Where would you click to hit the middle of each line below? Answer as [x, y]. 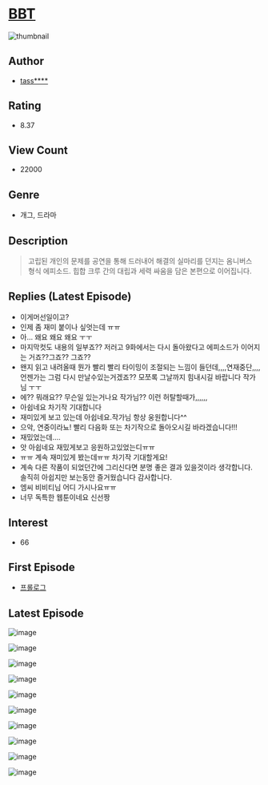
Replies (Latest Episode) [70, 297]
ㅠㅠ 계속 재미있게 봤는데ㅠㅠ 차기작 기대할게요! [94, 457]
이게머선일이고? [44, 316]
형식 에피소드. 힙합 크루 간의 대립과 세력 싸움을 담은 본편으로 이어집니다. [140, 271]
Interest [28, 523]
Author [26, 61]
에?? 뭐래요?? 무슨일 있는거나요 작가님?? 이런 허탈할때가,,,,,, [114, 397]
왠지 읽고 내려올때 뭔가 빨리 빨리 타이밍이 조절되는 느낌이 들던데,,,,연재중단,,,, [140, 367]
